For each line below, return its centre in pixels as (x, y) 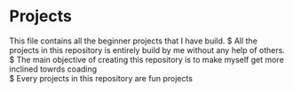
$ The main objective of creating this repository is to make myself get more (146, 59)
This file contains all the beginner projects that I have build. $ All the (133, 41)
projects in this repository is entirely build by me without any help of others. (147, 50)
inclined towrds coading (53, 69)
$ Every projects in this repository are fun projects (101, 78)
